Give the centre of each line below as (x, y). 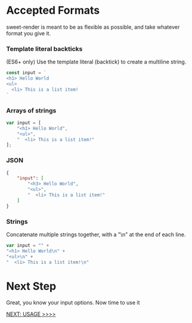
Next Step (31, 286)
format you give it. (29, 33)
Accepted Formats (53, 10)
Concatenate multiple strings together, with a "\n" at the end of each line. (96, 234)
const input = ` (26, 73)
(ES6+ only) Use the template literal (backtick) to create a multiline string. (96, 62)
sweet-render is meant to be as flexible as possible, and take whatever (93, 27)
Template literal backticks (44, 48)
